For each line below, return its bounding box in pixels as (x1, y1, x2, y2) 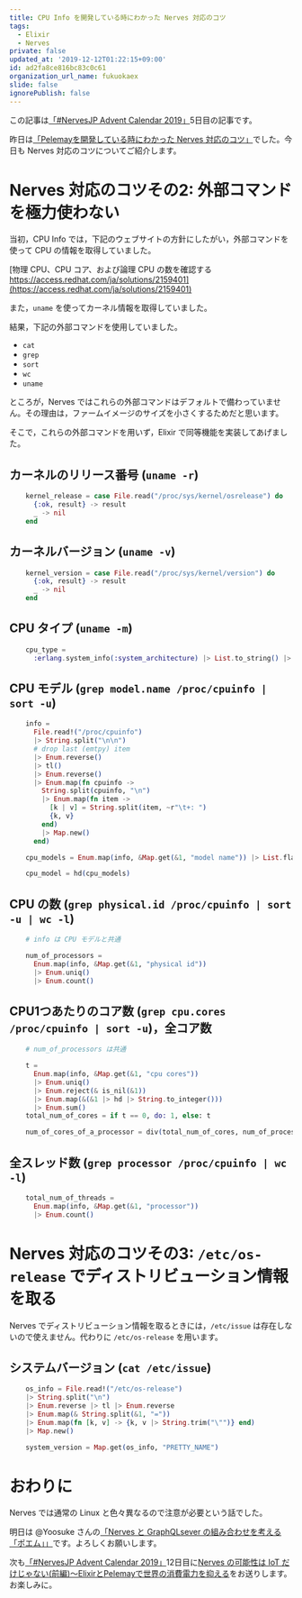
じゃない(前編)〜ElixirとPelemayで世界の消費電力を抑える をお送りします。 (16, 1568, 292, 1579)
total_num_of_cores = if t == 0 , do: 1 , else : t (25, 1111, 211, 1120)
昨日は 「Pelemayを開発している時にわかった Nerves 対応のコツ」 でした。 (9, 133, 285, 144)
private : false (9, 47, 67, 56)
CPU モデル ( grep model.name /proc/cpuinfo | (9, 681, 268, 697)
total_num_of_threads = (25, 1193, 115, 1202)
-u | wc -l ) (9, 911, 75, 927)
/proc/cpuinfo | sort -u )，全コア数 (9, 1020, 213, 1036)
